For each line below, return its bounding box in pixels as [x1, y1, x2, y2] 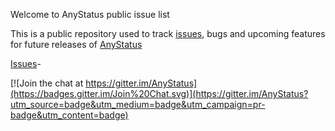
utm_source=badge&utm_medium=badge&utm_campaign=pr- [10, 99, 266, 110]
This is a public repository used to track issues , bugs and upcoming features [10, 28, 326, 39]
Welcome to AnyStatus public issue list [10, 9, 170, 20]
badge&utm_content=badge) [10, 109, 129, 121]
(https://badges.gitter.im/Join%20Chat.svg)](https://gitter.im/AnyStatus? [10, 88, 309, 99]
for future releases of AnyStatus [10, 39, 143, 50]
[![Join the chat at [10, 77, 84, 89]
